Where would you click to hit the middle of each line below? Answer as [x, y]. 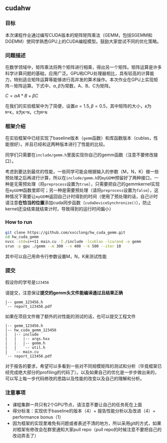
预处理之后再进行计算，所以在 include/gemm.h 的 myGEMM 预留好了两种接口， [80, 178]
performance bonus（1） [38, 417]
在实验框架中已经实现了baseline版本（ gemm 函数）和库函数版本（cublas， [80, 138]
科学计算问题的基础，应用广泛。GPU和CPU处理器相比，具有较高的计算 [78, 73]
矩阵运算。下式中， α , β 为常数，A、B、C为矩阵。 [63, 86]
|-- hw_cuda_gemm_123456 [31, 330]
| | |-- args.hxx [28, 339]
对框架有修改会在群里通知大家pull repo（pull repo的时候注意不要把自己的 [87, 429]
